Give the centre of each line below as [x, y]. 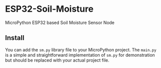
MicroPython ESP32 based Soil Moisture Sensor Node [60, 23]
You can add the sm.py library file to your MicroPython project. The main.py [81, 49]
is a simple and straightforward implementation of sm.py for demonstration [80, 55]
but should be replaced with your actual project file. [57, 60]
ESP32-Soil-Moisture [49, 9]
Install [15, 38]
